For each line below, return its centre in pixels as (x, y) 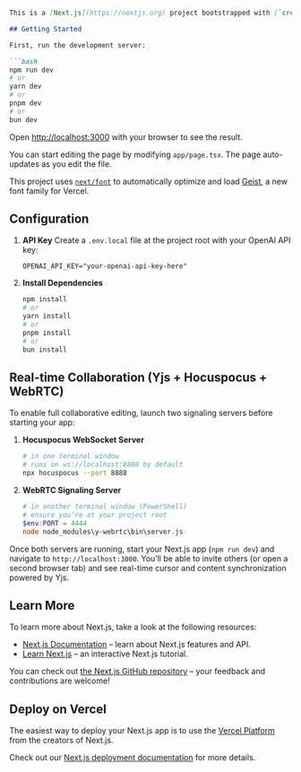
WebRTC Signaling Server (72, 490)
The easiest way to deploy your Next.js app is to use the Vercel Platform (142, 731)
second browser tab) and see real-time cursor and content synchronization (148, 568)
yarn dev (26, 87)
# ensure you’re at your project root (95, 515)
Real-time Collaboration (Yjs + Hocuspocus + (138, 377)
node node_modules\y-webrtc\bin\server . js (103, 532)
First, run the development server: (77, 45)
